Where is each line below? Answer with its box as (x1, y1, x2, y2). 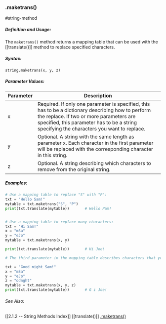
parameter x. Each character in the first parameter (37, 140, 154, 147)
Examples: (5, 180, 28, 186)
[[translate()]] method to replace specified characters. (5, 44, 115, 50)
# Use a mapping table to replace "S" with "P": (5, 192, 107, 198)
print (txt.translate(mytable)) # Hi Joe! (5, 246, 105, 252)
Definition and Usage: (5, 26, 51, 32)
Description (83, 92, 112, 99)
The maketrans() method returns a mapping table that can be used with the (5, 39, 158, 45)
